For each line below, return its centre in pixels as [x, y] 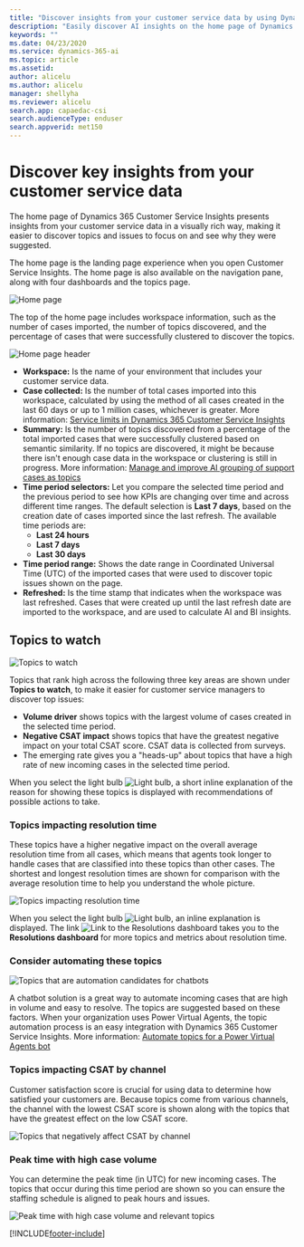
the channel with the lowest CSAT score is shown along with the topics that [149, 1108]
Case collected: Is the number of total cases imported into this [139, 390]
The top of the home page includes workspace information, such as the [142, 317]
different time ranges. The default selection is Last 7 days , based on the [157, 506]
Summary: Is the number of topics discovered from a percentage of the [157, 429]
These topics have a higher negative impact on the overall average [133, 845]
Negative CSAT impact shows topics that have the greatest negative [151, 735]
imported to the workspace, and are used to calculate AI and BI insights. [157, 611]
